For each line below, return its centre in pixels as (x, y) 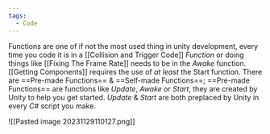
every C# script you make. (52, 106)
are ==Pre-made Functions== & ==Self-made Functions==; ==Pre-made (129, 80)
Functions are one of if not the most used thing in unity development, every (133, 46)
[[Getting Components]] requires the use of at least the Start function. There (135, 71)
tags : (17, 16)
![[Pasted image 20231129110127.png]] (72, 121)
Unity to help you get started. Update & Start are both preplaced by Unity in (134, 97)
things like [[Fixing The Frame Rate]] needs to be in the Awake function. (127, 63)
